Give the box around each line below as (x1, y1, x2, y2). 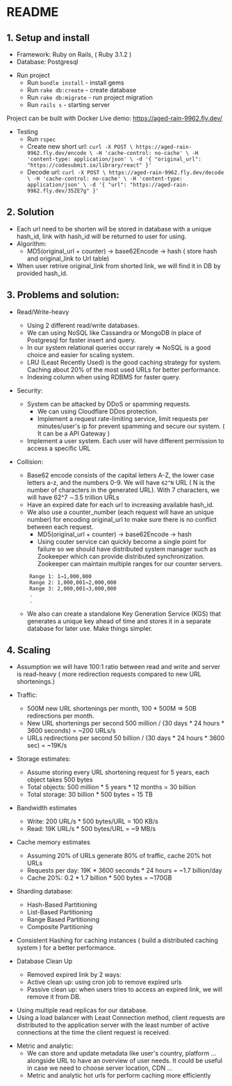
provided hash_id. (16, 269, 68, 277)
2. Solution (6, 206, 55, 218)
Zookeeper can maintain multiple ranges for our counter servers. (37, 559, 223, 568)
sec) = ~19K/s (26, 741, 67, 750)
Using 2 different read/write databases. (26, 321, 140, 329)
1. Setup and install (6, 32, 90, 44)
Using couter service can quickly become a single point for (37, 537, 206, 545)
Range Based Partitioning (26, 915, 100, 924)
